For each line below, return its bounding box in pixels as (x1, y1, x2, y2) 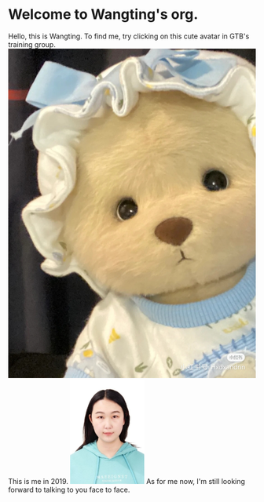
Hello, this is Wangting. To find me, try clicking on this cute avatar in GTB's (8, 31, 250, 41)
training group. (8, 39, 57, 49)
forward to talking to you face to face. (8, 485, 130, 495)
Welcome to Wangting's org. (8, 5, 199, 24)
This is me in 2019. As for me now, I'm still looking (8, 477, 246, 486)
